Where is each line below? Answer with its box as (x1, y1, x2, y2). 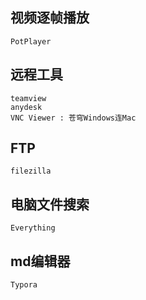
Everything (10, 223, 56, 233)
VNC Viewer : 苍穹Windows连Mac (10, 113, 137, 123)
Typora (10, 280, 38, 290)
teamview (10, 93, 47, 103)
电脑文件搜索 (10, 196, 90, 213)
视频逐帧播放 (10, 9, 90, 27)
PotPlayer (10, 36, 52, 47)
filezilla (10, 166, 52, 177)
